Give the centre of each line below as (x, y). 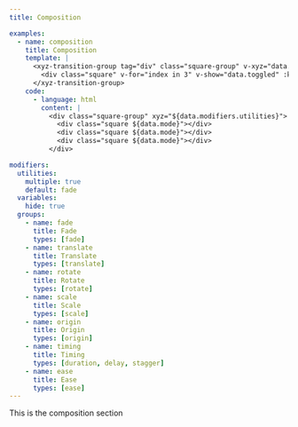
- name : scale (51, 297)
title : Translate (65, 256)
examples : (27, 33)
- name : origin (53, 322)
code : (35, 91)
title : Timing (59, 355)
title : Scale (57, 305)
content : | (61, 107)
